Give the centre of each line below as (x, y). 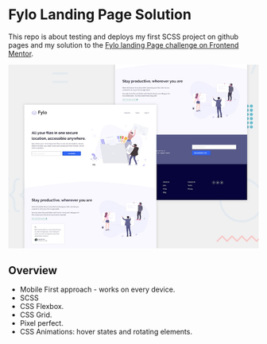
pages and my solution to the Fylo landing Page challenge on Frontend (124, 44)
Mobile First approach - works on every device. (97, 290)
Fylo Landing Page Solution (100, 15)
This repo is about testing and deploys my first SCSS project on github (123, 37)
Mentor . (21, 53)
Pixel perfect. (41, 323)
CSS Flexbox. (42, 307)
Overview (33, 271)
